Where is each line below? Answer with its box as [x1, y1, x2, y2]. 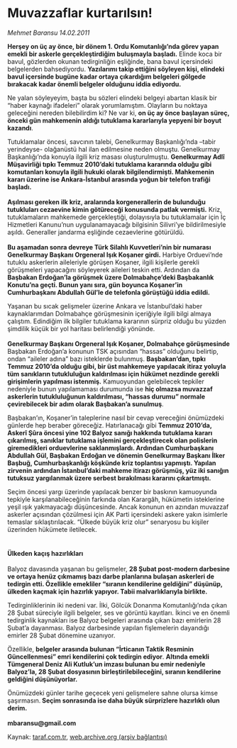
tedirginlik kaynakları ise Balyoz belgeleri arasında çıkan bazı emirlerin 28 [7, 616, 221, 625]
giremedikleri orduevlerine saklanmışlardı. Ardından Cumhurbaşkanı [7, 443, 214, 452]
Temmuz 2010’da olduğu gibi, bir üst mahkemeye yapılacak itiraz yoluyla [7, 362, 226, 370]
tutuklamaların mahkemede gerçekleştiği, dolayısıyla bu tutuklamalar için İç [7, 213, 226, 221]
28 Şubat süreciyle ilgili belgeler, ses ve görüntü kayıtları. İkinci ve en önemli [7, 608, 231, 618]
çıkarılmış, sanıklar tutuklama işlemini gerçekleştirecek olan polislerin [7, 436, 218, 445]
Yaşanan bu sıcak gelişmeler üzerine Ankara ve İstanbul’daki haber [7, 301, 203, 310]
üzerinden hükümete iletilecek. [7, 525, 97, 533]
